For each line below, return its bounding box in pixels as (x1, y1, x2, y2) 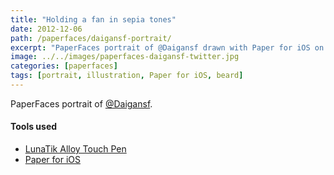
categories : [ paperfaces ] (10, 61, 118, 71)
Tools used (10, 121, 58, 133)
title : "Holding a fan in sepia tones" (10, 14, 177, 25)
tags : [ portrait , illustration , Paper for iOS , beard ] (10, 71, 244, 81)
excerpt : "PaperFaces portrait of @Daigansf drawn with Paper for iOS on (10, 42, 325, 53)
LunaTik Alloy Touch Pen (24, 143, 127, 155)
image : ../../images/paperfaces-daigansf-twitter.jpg (10, 52, 240, 62)
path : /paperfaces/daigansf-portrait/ (10, 33, 172, 43)
